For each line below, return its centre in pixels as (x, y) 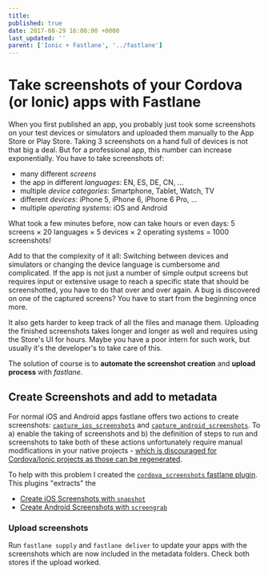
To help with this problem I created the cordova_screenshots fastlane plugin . (133, 474)
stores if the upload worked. (55, 562)
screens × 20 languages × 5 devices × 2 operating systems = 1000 (119, 232)
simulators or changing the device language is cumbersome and (114, 264)
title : (19, 16)
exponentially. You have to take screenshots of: (86, 159)
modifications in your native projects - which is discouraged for (113, 450)
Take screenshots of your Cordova (125, 85)
